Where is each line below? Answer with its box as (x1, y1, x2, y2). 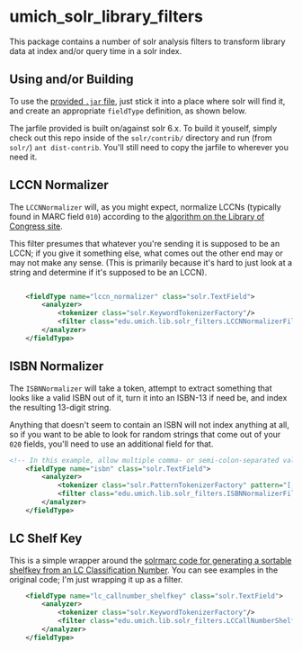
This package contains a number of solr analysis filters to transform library (9, 36, 286, 47)
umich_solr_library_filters (9, 6, 204, 27)
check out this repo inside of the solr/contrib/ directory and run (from (9, 132, 272, 143)
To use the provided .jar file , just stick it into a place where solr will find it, (9, 95, 286, 106)
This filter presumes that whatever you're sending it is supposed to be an (9, 238, 280, 249)
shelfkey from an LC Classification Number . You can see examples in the (9, 565, 279, 575)
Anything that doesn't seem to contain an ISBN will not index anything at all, (9, 419, 290, 429)
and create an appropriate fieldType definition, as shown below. (9, 105, 247, 116)
